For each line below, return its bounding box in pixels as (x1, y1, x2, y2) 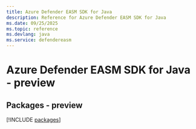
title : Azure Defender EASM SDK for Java (6, 8, 113, 15)
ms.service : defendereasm (6, 37, 71, 43)
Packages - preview (6, 100, 83, 110)
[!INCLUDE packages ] (6, 116, 61, 123)
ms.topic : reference (6, 25, 59, 32)
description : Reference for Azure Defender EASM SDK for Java (6, 15, 166, 21)
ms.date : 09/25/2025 (6, 20, 59, 26)
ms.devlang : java (6, 31, 50, 38)
